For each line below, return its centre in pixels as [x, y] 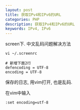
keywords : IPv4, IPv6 [28, 29]
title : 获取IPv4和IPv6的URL [33, 15]
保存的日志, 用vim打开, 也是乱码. [39, 82]
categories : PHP [22, 19]
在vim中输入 [18, 93]
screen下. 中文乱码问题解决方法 [38, 44]
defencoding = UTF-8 [27, 68]
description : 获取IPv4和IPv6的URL [40, 24]
